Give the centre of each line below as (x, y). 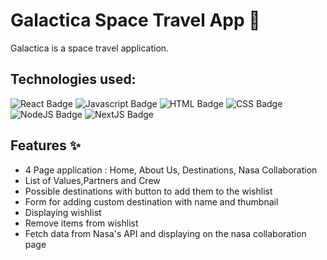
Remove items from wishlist (81, 223)
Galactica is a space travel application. (90, 48)
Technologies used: (73, 79)
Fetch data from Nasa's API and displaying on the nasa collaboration (165, 233)
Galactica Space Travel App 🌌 (135, 20)
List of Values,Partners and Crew (92, 180)
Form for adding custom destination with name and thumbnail (151, 201)
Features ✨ (45, 145)
